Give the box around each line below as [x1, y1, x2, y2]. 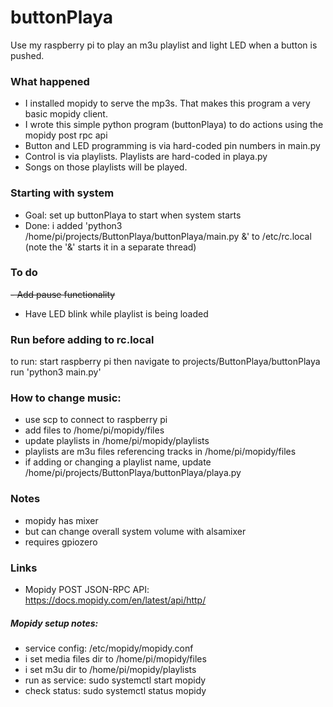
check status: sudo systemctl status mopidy [24, 684, 207, 696]
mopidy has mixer [24, 514, 99, 526]
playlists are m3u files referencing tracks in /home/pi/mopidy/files [24, 446, 297, 458]
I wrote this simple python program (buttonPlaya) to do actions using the [24, 119, 324, 131]
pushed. [10, 49, 45, 61]
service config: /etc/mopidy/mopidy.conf [24, 642, 194, 654]
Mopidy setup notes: [10, 617, 99, 629]
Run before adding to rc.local [10, 332, 155, 346]
